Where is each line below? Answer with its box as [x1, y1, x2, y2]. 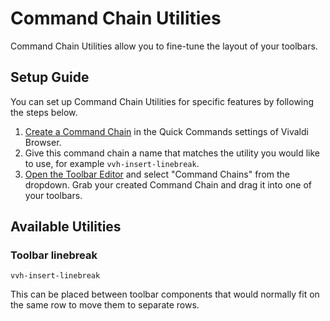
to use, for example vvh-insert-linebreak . [24, 157, 200, 169]
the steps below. [10, 106, 78, 118]
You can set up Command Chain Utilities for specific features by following [10, 95, 315, 107]
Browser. [24, 136, 62, 148]
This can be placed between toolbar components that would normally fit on [10, 288, 320, 301]
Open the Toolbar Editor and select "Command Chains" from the [24, 168, 291, 180]
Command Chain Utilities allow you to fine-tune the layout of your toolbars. [10, 40, 318, 52]
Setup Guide [10, 69, 90, 86]
